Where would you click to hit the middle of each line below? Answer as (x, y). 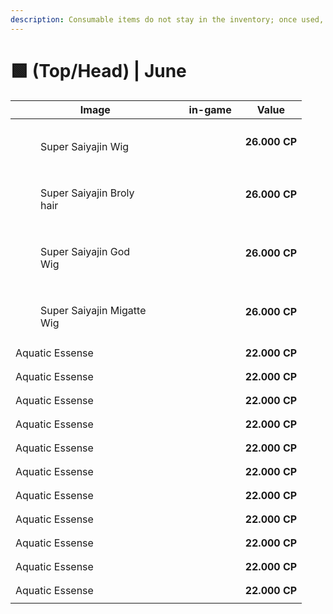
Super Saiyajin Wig (85, 146)
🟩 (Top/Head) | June (98, 70)
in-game (210, 109)
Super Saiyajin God (85, 251)
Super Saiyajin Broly (87, 193)
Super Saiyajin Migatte (93, 310)
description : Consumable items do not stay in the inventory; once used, (167, 19)
